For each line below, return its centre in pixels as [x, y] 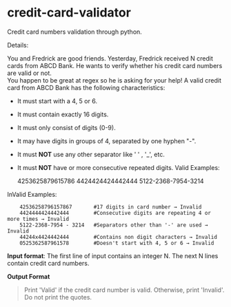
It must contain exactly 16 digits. [63, 114]
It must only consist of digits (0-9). [66, 127]
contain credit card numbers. [48, 263]
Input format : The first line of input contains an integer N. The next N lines [113, 255]
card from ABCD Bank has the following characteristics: [86, 87]
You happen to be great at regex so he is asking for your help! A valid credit [114, 80]
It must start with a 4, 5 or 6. [57, 100]
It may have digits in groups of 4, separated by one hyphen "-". [107, 141]
